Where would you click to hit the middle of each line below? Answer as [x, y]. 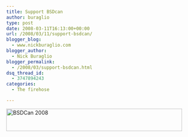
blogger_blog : [24, 39]
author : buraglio [28, 17]
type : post [20, 23]
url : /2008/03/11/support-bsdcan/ [50, 34]
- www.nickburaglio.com [41, 45]
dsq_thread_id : [25, 73]
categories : [21, 84]
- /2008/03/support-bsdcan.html [52, 67]
